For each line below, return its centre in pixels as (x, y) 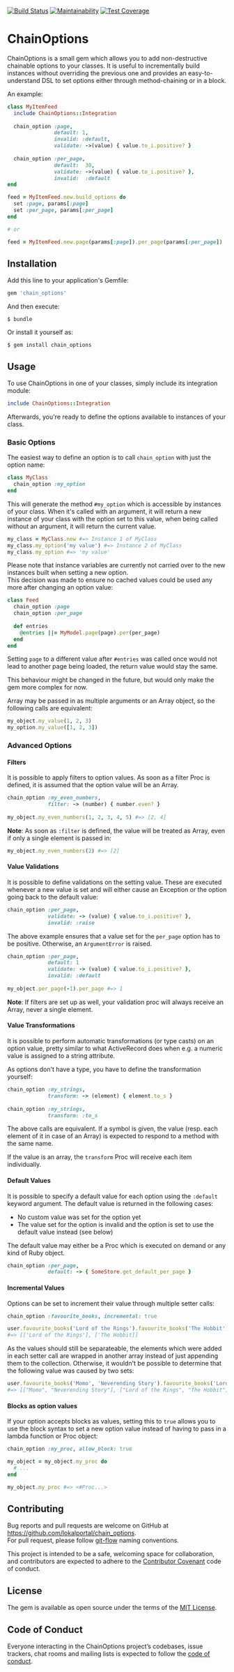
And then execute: (33, 306)
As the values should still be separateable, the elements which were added (115, 1349)
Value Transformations (41, 1025)
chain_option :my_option (49, 484)
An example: (25, 94)
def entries (31, 626)
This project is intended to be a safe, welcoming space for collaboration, (111, 1554)
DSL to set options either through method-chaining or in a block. (134, 80)
